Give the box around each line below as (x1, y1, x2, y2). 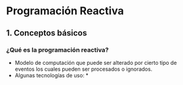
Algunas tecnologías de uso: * (14, 71, 89, 78)
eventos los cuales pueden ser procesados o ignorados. (14, 65, 153, 73)
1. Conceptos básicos (6, 28, 87, 38)
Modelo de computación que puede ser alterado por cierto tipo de (14, 59, 177, 66)
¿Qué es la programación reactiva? (6, 46, 109, 54)
